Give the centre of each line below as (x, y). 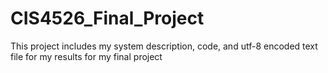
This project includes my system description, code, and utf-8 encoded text (164, 46)
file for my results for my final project (86, 56)
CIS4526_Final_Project (107, 18)
